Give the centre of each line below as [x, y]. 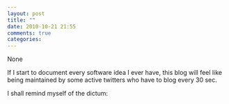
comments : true [29, 33]
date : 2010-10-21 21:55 [42, 26]
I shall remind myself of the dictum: [58, 94]
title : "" [22, 20]
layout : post [26, 14]
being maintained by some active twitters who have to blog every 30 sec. [112, 80]
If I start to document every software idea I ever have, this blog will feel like [115, 73]
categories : [24, 40]
